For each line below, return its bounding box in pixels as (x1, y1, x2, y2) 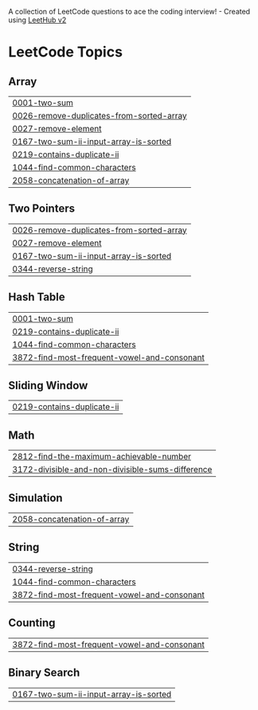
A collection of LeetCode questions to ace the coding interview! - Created (8, 7, 251, 16)
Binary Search (8, 666, 80, 680)
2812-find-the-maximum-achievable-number (12, 451, 191, 462)
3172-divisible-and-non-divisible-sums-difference (12, 464, 213, 475)
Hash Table (8, 291, 65, 304)
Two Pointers (8, 202, 76, 216)
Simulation (8, 491, 63, 505)
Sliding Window (8, 379, 88, 392)
